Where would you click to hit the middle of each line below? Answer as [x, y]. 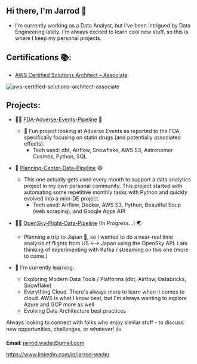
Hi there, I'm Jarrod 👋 [46, 11]
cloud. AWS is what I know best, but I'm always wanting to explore [105, 298]
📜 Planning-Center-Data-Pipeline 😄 [59, 168]
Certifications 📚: [39, 58]
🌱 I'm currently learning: [44, 268]
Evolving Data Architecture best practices [75, 311]
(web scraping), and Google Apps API [79, 211]
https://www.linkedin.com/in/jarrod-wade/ [58, 354]
